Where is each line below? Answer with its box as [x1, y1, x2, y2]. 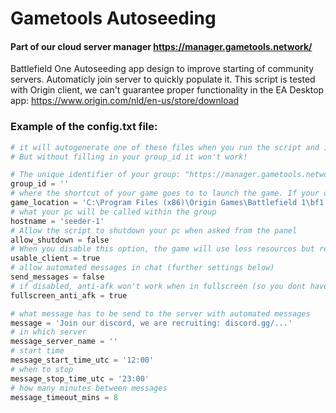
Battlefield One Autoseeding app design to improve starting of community [10, 63, 315, 75]
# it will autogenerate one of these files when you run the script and [10, 142, 320, 152]
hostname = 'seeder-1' [10, 216, 105, 226]
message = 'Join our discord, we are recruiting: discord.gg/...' [10, 318, 293, 328]
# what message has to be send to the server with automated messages [10, 308, 311, 319]
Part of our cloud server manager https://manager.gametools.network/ [10, 40, 313, 52]
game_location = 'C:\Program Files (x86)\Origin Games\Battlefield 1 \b [10, 198, 315, 208]
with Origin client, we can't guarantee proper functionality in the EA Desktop [10, 84, 325, 96]
